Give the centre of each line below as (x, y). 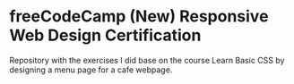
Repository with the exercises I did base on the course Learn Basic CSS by (147, 60)
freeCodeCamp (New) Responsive (139, 17)
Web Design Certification (105, 35)
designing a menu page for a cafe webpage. (91, 70)
